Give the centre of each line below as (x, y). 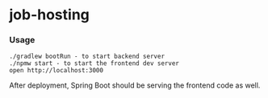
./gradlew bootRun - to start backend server (87, 57)
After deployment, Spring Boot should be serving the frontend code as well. (135, 85)
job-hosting (49, 15)
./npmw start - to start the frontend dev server (94, 63)
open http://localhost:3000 (57, 71)
